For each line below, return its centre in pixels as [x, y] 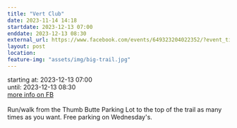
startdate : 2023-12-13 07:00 [50, 27]
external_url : [28, 40]
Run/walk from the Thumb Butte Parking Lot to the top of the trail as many [115, 109]
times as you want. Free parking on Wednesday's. [80, 117]
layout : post [26, 46]
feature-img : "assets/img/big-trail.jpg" [69, 60]
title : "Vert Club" [36, 14]
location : [22, 53]
